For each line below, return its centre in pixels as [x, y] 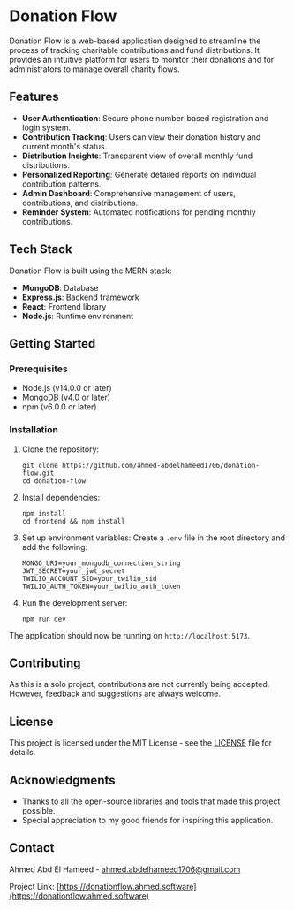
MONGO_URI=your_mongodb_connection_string [101, 563]
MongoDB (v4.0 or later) [66, 398]
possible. [38, 810]
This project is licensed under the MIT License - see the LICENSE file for [140, 743]
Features [34, 97]
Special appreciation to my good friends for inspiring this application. [147, 820]
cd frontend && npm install [73, 521]
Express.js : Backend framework [80, 297]
